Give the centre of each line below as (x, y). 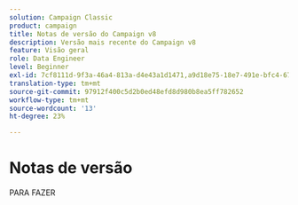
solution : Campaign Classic (61, 17)
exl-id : (24, 75)
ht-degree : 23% (37, 116)
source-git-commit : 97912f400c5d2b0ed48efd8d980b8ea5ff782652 (126, 91)
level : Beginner (39, 67)
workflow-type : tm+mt (49, 100)
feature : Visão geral (49, 51)
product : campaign (43, 26)
